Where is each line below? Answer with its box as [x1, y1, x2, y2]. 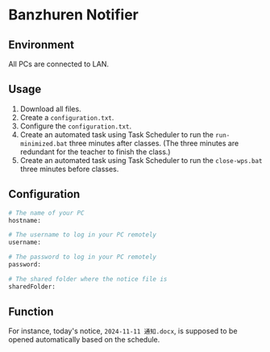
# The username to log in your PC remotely [8, 231, 157, 239]
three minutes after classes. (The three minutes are [69, 138, 239, 148]
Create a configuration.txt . [19, 112, 114, 122]
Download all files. [19, 103, 82, 114]
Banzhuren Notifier [8, 6, 139, 24]
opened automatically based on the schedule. [8, 335, 160, 345]
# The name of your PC [8, 208, 85, 217]
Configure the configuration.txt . [19, 121, 131, 131]
